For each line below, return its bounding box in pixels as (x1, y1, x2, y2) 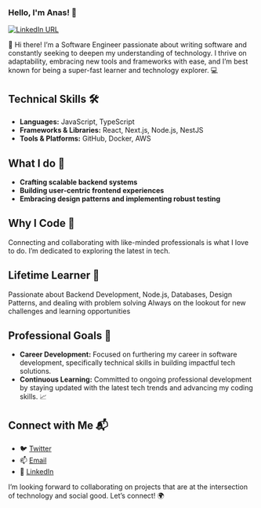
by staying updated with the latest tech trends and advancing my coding (19, 383, 253, 393)
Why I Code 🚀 (8, 217, 75, 230)
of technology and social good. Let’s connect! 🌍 (8, 491, 165, 501)
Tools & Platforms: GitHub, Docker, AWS (19, 133, 151, 144)
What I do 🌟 (8, 156, 65, 170)
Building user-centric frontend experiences (19, 185, 165, 195)
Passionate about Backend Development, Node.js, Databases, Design (8, 290, 233, 299)
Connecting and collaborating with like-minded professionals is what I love (8, 237, 249, 247)
